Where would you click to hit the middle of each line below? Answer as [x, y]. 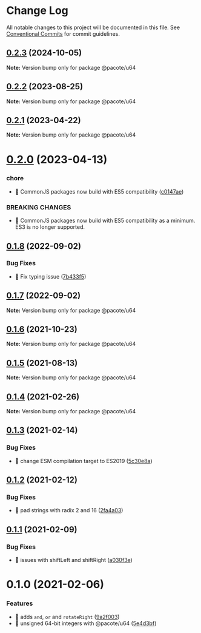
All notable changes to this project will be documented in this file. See [93, 27]
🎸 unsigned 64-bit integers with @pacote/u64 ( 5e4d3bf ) [86, 623]
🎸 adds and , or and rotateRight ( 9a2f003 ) [67, 617]
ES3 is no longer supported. [50, 227]
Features [20, 603]
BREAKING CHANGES [39, 207]
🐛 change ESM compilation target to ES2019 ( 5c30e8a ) [84, 461]
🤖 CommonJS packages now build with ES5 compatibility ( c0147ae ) [99, 191]
